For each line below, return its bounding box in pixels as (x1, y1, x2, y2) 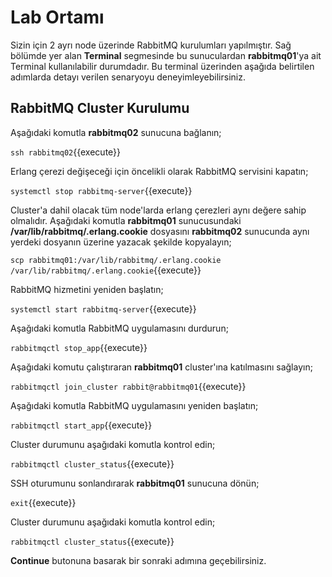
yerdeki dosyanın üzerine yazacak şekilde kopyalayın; (10, 236, 232, 248)
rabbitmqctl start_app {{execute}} (10, 419, 153, 431)
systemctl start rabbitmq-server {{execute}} (10, 302, 197, 315)
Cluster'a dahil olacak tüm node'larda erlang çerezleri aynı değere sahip (10, 204, 307, 216)
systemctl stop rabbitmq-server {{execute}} (10, 184, 193, 196)
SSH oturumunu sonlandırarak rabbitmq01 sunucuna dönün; (10, 477, 260, 489)
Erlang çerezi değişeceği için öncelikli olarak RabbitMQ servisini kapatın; (10, 165, 309, 177)
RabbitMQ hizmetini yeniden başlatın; (10, 283, 164, 295)
